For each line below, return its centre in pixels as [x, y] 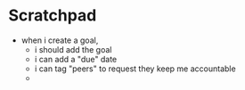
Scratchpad [53, 16]
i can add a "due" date [76, 59]
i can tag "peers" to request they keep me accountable [135, 69]
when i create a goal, [60, 40]
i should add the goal [73, 49]
